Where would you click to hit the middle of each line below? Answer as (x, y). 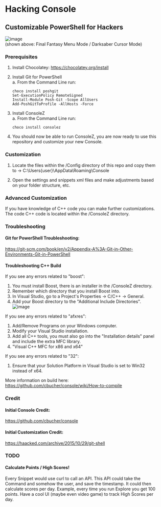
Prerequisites (21, 56)
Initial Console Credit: (28, 410)
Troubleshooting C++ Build (33, 266)
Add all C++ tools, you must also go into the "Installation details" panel (83, 336)
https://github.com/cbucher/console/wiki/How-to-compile (64, 386)
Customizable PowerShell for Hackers (64, 27)
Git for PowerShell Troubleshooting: (42, 238)
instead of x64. (27, 371)
